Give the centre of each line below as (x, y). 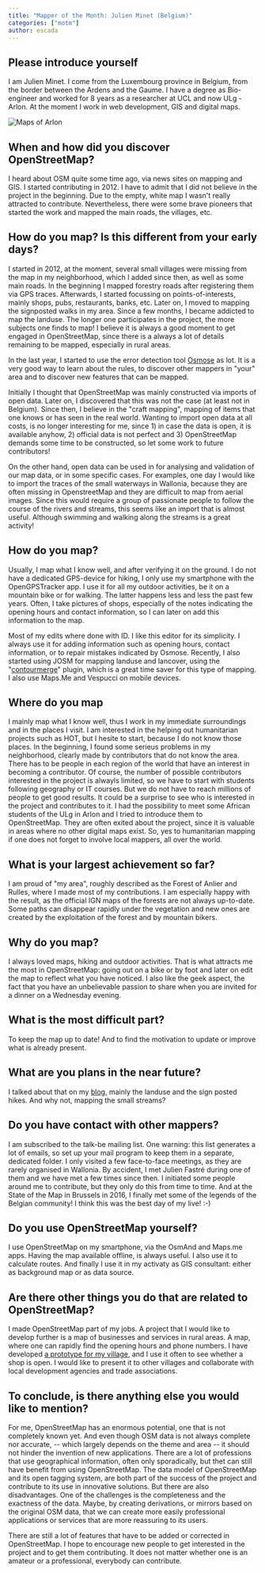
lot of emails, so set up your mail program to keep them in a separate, (121, 1153)
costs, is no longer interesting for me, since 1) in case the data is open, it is (130, 426)
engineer (23, 98)
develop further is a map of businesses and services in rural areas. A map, (129, 1337)
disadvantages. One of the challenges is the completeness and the (117, 1494)
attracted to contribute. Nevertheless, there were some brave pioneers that (131, 204)
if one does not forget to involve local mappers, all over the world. (115, 840)
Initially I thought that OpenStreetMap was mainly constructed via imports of (132, 392)
